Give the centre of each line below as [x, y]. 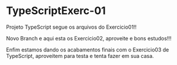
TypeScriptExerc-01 [56, 11]
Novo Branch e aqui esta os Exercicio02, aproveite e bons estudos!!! [89, 38]
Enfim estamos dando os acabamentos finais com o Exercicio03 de [88, 49]
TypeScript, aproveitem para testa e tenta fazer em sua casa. [80, 56]
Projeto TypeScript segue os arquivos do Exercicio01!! [71, 27]
